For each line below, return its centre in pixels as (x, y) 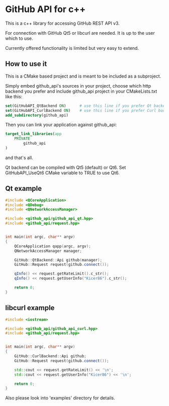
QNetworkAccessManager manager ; (48, 251)
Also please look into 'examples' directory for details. (60, 398)
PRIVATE (22, 139)
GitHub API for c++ (46, 9)
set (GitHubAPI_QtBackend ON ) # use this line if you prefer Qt (78, 106)
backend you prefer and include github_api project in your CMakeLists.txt (81, 91)
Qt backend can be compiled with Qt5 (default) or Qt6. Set (66, 167)
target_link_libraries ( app (33, 134)
